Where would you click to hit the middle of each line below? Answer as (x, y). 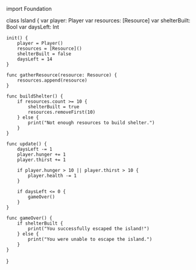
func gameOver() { (29, 218)
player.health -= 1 (52, 176)
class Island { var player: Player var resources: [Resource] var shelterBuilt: (98, 20)
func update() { (27, 144)
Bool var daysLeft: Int (33, 27)
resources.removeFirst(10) (62, 112)
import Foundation (29, 9)
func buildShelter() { (35, 96)
